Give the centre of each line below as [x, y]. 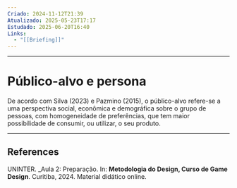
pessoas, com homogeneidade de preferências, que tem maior [99, 116]
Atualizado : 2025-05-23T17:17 [52, 20]
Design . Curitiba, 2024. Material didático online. [77, 176]
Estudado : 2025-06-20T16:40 [49, 27]
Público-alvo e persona [77, 81]
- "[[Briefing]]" [39, 40]
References [33, 152]
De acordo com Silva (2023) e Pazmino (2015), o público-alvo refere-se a [114, 101]
